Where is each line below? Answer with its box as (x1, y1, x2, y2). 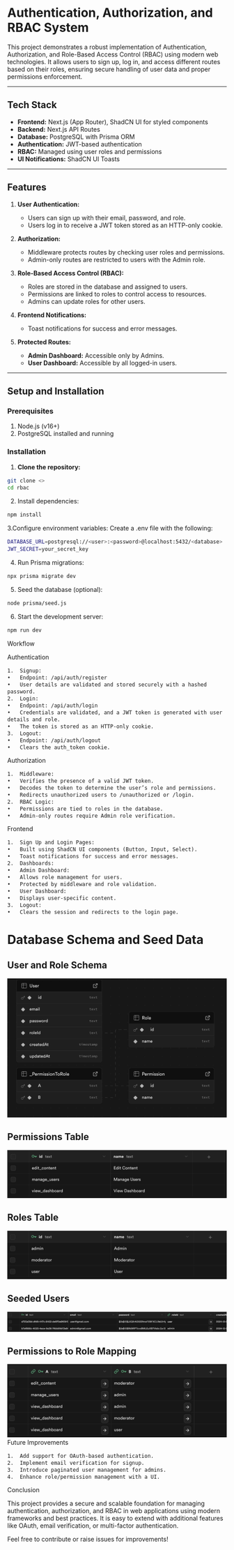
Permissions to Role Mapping (7, 1346, 137, 1358)
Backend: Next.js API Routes (17, 125, 101, 133)
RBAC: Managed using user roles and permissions (17, 147, 162, 155)
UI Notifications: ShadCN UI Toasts (17, 155, 120, 163)
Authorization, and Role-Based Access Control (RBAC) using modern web (7, 50, 219, 59)
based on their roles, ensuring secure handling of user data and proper (7, 65, 211, 73)
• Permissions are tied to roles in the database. (7, 805, 164, 812)
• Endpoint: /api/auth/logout (7, 737, 101, 744)
